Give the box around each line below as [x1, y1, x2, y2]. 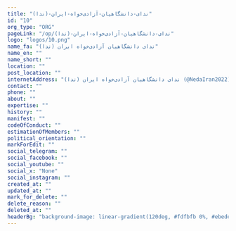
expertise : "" [7, 102, 49, 109]
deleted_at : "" [7, 207, 52, 214]
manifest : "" [7, 115, 46, 122]
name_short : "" [7, 56, 52, 63]
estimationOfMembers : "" [7, 128, 80, 135]
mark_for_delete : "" [7, 194, 68, 201]
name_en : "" [7, 50, 42, 57]
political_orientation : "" [7, 135, 86, 142]
